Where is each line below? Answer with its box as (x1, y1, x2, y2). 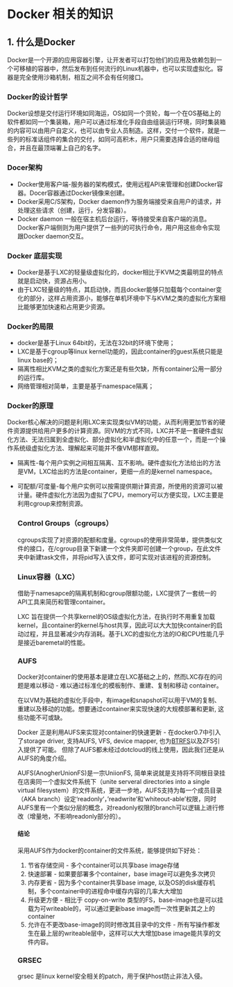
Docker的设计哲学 (7, 91, 68, 101)
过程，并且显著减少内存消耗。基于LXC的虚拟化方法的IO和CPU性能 (23, 630, 213, 638)
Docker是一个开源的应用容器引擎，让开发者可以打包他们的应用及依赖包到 (7, 56, 216, 64)
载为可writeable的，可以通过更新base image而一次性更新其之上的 (27, 904, 215, 912)
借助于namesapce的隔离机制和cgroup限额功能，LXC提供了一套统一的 (17, 589, 217, 597)
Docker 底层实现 (7, 251, 62, 261)
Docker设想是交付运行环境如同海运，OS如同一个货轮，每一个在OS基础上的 (7, 109, 221, 118)
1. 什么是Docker (7, 36, 76, 48)
